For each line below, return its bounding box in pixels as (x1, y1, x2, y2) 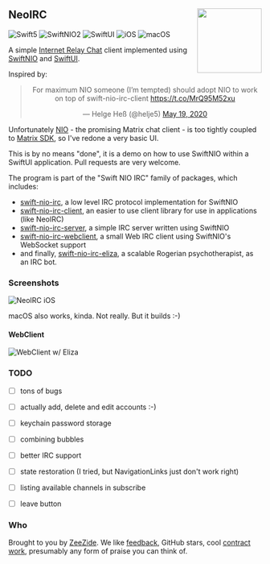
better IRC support (19, 450, 82, 460)
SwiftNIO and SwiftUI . (8, 53, 80, 63)
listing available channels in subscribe (19, 483, 146, 492)
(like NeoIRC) (19, 214, 64, 224)
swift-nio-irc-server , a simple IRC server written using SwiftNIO (19, 222, 230, 232)
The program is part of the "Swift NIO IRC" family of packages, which (8, 172, 238, 182)
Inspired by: (8, 69, 48, 79)
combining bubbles (19, 434, 84, 444)
